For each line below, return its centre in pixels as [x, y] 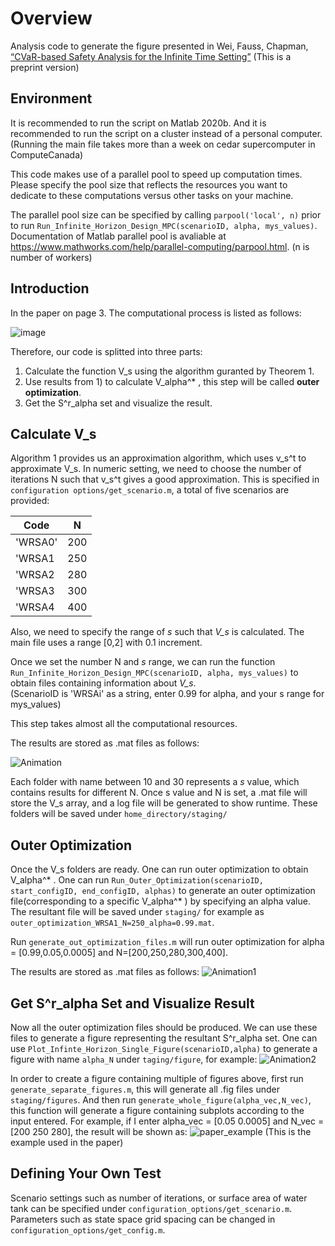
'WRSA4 [35, 607]
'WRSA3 [35, 591]
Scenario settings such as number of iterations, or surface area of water [159, 1198]
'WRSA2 [35, 575]
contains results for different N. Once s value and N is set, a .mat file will [159, 793]
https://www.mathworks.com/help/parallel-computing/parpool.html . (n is [160, 246]
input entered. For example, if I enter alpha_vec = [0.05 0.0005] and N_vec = [167, 1121]
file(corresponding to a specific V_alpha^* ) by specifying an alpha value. [160, 901]
